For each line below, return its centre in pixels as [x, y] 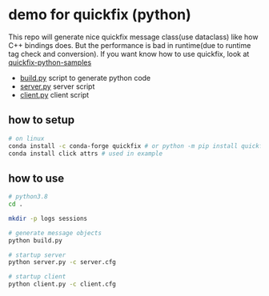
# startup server [37, 255]
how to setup [42, 120]
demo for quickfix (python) [100, 15]
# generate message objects [55, 233]
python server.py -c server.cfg [62, 262]
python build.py [35, 240]
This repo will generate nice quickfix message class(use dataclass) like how [133, 37]
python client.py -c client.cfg [62, 284]
